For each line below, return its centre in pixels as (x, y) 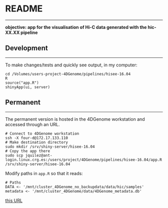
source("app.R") (22, 83)
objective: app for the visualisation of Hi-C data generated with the (76, 27)
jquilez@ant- (39, 155)
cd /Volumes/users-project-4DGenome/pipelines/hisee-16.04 (68, 74)
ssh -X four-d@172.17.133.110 (37, 138)
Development (27, 48)
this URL (14, 201)
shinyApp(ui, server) (28, 87)
